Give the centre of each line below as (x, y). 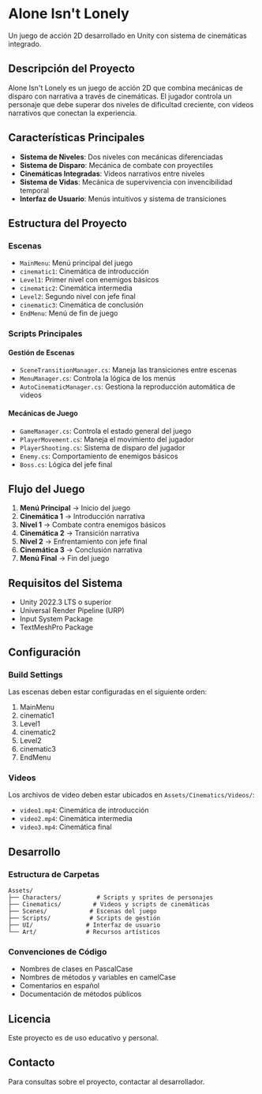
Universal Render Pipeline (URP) (72, 610)
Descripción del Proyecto (72, 69)
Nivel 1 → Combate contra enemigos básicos (93, 525)
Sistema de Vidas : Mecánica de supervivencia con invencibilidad (126, 181)
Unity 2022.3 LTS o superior (65, 602)
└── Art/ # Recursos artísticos (84, 932)
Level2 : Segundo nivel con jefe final (77, 297)
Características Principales (77, 138)
